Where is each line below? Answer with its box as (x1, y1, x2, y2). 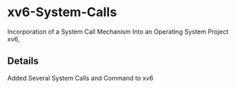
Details (7, 55, 39, 67)
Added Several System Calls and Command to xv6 (7, 74, 154, 82)
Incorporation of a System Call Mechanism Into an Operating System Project (7, 27, 229, 36)
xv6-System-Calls (7, 4, 118, 20)
